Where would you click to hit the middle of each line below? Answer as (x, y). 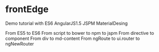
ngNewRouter (20, 43)
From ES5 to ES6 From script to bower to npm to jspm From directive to (80, 33)
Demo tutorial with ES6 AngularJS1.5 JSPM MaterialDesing (67, 23)
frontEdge (27, 9)
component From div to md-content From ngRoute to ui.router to (73, 38)
